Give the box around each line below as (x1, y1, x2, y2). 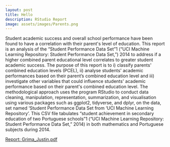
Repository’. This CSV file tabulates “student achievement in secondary (5, 111, 154, 117)
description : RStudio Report (5, 17, 67, 22)
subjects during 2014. (5, 127, 51, 133)
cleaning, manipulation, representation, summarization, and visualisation (5, 94, 156, 101)
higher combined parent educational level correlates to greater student (5, 57, 153, 63)
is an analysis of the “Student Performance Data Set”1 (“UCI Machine (5, 46, 150, 52)
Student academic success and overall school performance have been (5, 35, 153, 41)
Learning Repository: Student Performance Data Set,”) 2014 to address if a (5, 52, 161, 58)
